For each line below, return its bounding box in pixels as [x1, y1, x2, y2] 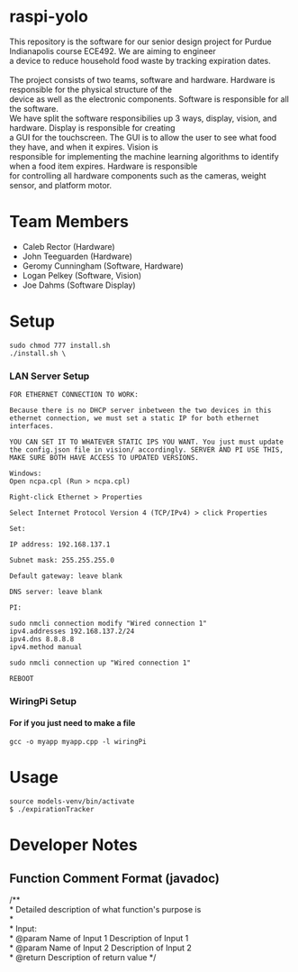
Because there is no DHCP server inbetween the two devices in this [9, 406, 272, 416]
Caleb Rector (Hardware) [22, 241, 115, 252]
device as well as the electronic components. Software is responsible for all [9, 93, 290, 105]
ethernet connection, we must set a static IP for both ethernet [9, 414, 259, 423]
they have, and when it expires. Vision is [9, 142, 159, 152]
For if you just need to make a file [9, 717, 136, 728]
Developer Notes [9, 835, 138, 856]
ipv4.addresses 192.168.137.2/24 [9, 627, 135, 637]
